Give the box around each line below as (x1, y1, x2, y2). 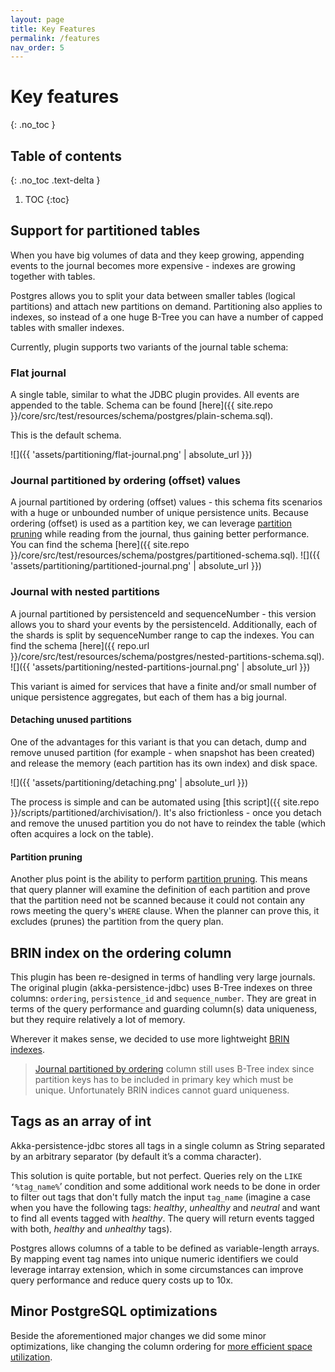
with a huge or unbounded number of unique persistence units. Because (10, 507, 309, 519)
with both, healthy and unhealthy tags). (10, 1222, 173, 1235)
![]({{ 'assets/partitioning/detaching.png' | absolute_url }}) (10, 776, 249, 788)
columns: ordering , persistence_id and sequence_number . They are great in (10, 992, 317, 1004)
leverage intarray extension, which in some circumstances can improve (10, 1263, 304, 1275)
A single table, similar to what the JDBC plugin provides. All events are (10, 389, 300, 401)
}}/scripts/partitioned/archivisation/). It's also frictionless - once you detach (10, 806, 322, 818)
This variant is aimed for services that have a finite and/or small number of (10, 680, 317, 692)
